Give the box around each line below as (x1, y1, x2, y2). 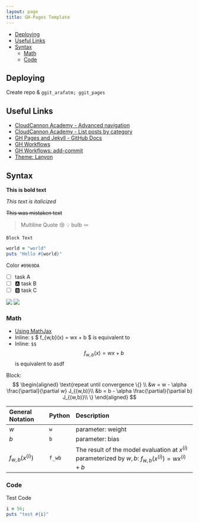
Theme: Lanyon (14, 153, 53, 160)
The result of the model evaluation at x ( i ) (75, 444, 188, 454)
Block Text (6, 235, 33, 241)
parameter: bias (75, 434, 120, 443)
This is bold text (6, 186, 46, 193)
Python (49, 411, 70, 420)
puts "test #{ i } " (6, 511, 49, 517)
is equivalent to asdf (14, 360, 65, 367)
